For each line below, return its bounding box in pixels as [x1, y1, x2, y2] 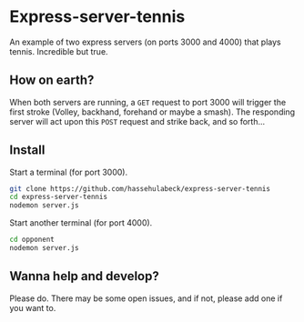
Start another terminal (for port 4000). [9, 217, 153, 228]
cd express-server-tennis [9, 193, 107, 202]
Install [9, 143, 46, 158]
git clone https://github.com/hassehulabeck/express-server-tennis [9, 184, 271, 193]
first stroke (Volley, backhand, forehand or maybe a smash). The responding [9, 106, 296, 117]
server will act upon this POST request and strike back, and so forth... [9, 116, 266, 126]
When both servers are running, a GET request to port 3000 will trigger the [9, 96, 287, 107]
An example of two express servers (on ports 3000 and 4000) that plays [9, 36, 281, 47]
